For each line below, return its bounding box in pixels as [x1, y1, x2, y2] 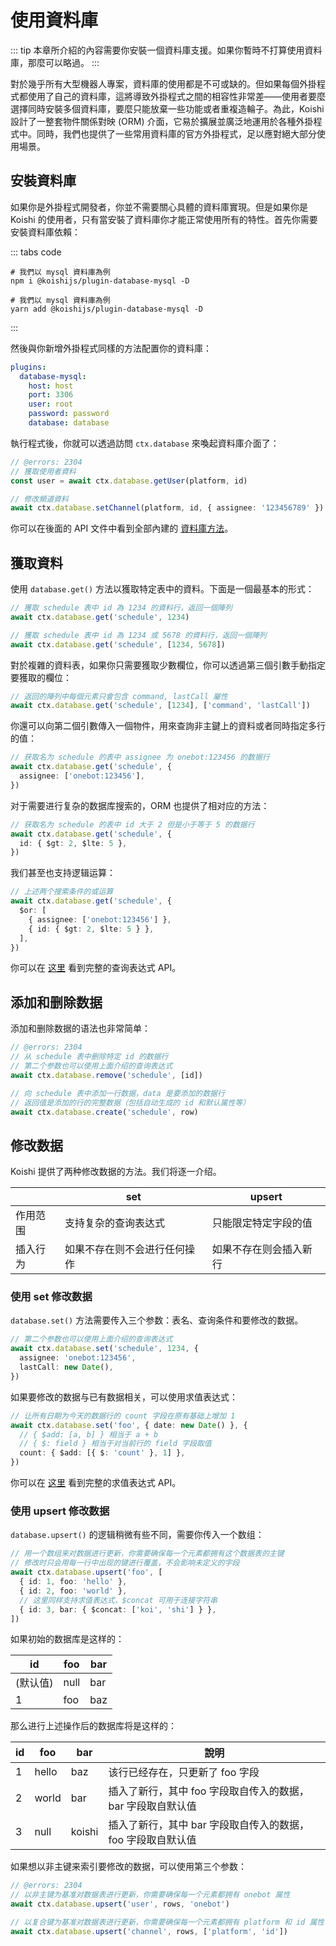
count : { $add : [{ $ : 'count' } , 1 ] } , [19, 1448, 186, 1458]
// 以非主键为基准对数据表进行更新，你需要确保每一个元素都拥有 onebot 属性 [10, 1890, 291, 1900]
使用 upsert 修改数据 [10, 1504, 110, 1518]
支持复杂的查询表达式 [64, 1216, 165, 1230]
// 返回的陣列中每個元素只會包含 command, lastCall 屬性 [10, 691, 228, 701]
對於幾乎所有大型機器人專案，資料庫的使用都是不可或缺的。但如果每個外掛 [10, 77, 317, 90]
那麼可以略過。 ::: [27, 56, 100, 68]
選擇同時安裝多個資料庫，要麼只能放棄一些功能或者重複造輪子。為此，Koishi [10, 102, 325, 115]
